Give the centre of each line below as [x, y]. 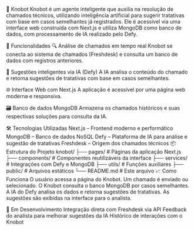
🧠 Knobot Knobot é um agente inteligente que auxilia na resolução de [90, 9]
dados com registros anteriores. [45, 61]
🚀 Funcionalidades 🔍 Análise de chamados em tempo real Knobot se [90, 46]
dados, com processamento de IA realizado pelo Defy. [72, 34]
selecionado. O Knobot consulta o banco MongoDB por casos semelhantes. [98, 186]
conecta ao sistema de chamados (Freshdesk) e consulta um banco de [92, 54]
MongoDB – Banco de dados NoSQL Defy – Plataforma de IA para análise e [97, 136]
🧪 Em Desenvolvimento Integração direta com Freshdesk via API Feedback [96, 209]
